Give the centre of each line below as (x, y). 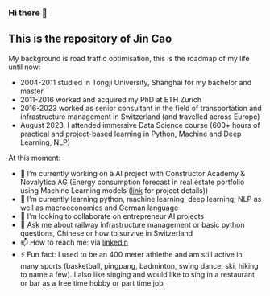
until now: (25, 67)
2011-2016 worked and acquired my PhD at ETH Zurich (111, 99)
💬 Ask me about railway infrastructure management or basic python (132, 224)
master (32, 91)
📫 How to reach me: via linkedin (74, 242)
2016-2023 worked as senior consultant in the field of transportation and (141, 108)
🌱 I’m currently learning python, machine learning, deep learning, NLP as (141, 199)
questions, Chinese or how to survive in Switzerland (106, 233)
